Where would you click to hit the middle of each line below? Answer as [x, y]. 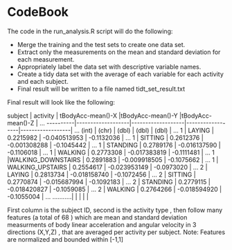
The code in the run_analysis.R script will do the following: [90, 31]
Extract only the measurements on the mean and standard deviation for [119, 52]
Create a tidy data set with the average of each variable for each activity [120, 74]
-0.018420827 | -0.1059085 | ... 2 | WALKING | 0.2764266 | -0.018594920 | [115, 189]
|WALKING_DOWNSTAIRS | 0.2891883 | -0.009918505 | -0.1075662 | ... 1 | [113, 159]
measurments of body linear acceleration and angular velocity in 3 [102, 224]
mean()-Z [21, 123]
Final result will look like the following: [61, 102]
